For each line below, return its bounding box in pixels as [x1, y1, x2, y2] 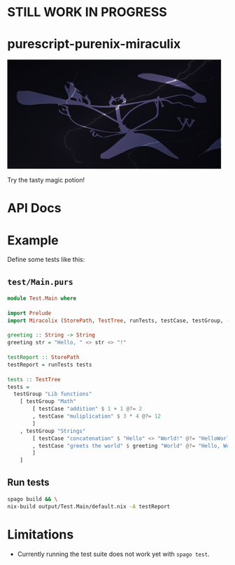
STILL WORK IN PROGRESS [7, 4, 168, 20]
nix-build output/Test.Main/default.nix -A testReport [7, 503, 171, 510]
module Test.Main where [7, 295, 77, 302]
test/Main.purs [7, 277, 73, 287]
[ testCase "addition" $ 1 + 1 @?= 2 [32, 406, 142, 413]
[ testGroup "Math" [20, 398, 77, 405]
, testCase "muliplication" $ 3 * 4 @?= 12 [32, 413, 161, 420]
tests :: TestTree [7, 376, 61, 383]
